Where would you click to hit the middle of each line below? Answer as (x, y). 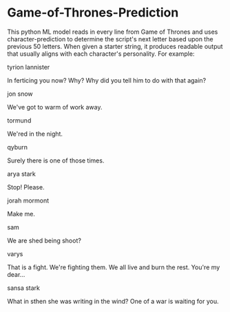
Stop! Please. (26, 187)
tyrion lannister (29, 67)
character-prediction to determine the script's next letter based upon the (110, 39)
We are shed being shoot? (44, 240)
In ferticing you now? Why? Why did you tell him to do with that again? (107, 80)
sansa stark (23, 288)
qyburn (18, 147)
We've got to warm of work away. (55, 107)
